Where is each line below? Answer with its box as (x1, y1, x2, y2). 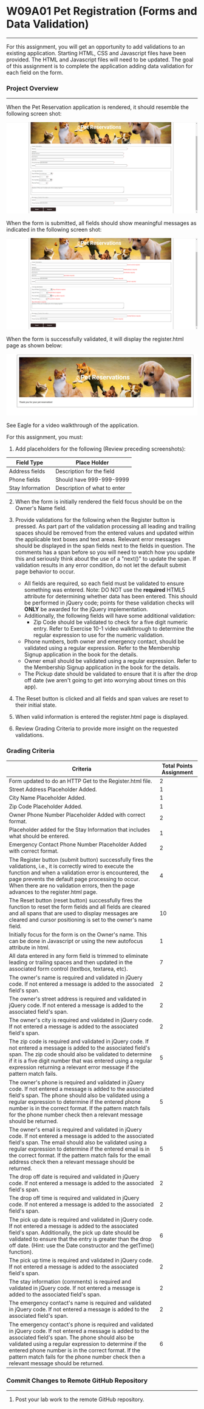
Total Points (161, 762, 193, 769)
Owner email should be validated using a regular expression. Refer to (24, 657, 197, 664)
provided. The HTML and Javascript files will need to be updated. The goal (6, 56, 194, 63)
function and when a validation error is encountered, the (8, 868, 149, 876)
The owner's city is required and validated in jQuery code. (8, 1017, 154, 1024)
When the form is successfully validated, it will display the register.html (6, 335, 184, 342)
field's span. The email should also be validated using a (8, 1138, 147, 1146)
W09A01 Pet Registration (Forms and (6, 4, 197, 18)
